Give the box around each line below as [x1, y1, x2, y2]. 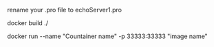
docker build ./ [7, 19, 48, 27]
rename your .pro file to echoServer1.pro [7, 6, 122, 14]
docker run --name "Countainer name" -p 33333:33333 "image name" [7, 32, 208, 40]
